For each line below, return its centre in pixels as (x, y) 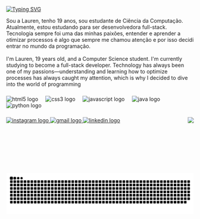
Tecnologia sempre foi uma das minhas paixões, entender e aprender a (93, 33)
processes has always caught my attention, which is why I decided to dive (97, 78)
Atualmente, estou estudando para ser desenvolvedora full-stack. (87, 27)
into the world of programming (44, 84)
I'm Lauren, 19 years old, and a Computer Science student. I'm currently (94, 59)
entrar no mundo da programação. (49, 46)
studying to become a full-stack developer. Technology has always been (95, 65)
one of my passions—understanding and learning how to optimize (87, 71)
